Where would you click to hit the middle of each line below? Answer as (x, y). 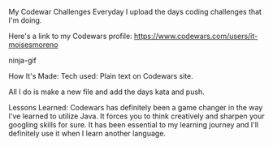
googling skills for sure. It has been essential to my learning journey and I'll (133, 125)
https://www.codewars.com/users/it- (196, 36)
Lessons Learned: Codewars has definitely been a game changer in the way (136, 107)
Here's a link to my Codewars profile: (70, 36)
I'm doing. (25, 20)
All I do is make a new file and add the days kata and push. (106, 92)
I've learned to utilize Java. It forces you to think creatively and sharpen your (136, 116)
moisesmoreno (33, 45)
